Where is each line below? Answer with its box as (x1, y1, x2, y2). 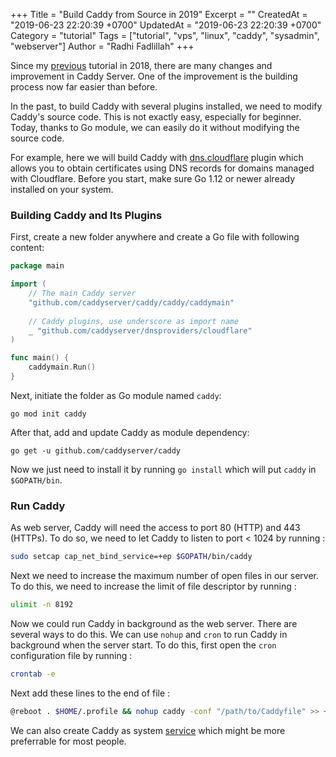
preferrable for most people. (10, 735, 127, 747)
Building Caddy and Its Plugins (10, 208, 163, 222)
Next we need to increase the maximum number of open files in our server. (10, 570, 319, 582)
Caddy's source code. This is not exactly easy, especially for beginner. (10, 111, 302, 123)
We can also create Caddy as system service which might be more (10, 724, 286, 736)
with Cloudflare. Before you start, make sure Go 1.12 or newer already (10, 173, 296, 184)
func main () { (10, 353, 70, 363)
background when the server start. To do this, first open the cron (10, 639, 277, 651)
